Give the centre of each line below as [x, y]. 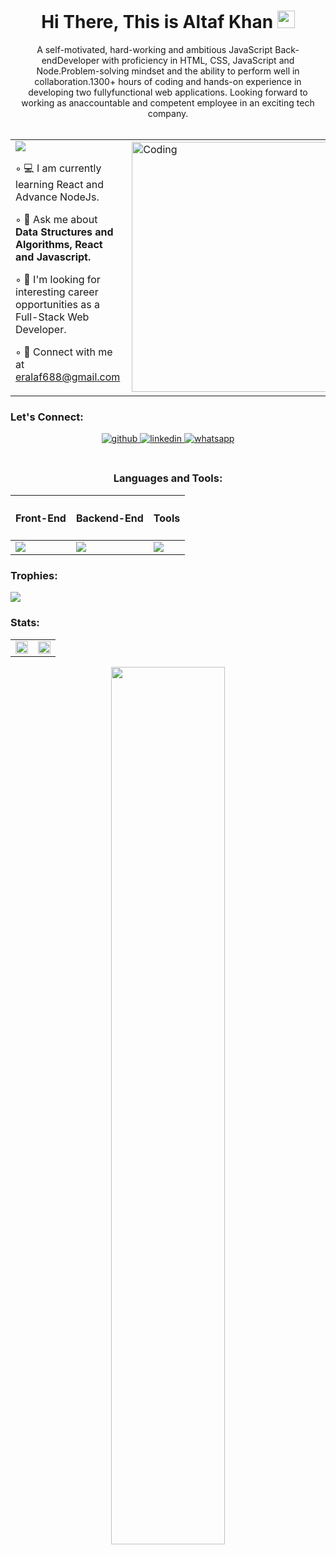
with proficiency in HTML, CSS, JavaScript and [198, 60]
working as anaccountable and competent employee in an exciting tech [168, 102]
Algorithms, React [59, 244]
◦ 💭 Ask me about [56, 219]
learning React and [59, 184]
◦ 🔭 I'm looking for [58, 279]
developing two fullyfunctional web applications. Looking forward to [168, 92]
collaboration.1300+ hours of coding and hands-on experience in [168, 81]
